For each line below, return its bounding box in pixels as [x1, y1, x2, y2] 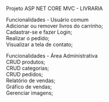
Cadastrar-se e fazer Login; [6, 29, 72, 36]
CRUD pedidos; [6, 71, 43, 78]
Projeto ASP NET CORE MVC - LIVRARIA [6, 5, 103, 12]
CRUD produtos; [6, 58, 45, 65]
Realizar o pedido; [6, 35, 50, 41]
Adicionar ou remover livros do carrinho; [6, 23, 103, 29]
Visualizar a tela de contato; [6, 41, 73, 48]
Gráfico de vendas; [6, 83, 52, 90]
